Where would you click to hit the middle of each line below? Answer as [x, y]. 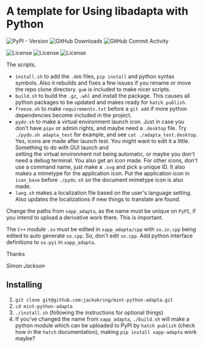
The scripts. [21, 64]
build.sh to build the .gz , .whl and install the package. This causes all [102, 96]
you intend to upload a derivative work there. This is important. [85, 217]
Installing [24, 285]
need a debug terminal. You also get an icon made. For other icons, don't [106, 160]
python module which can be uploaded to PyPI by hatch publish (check [105, 325]
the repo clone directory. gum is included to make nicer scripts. [93, 89]
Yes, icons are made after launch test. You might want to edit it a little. [102, 141]
